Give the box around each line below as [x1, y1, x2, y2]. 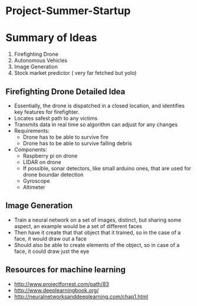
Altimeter [22, 183, 45, 190]
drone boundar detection [22, 171, 84, 178]
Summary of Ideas [5, 31, 97, 45]
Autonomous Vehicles [14, 57, 68, 64]
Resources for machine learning [5, 265, 126, 275]
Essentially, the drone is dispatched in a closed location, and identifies [14, 102, 185, 109]
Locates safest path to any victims [14, 114, 98, 121]
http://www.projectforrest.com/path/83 [14, 280, 110, 287]
